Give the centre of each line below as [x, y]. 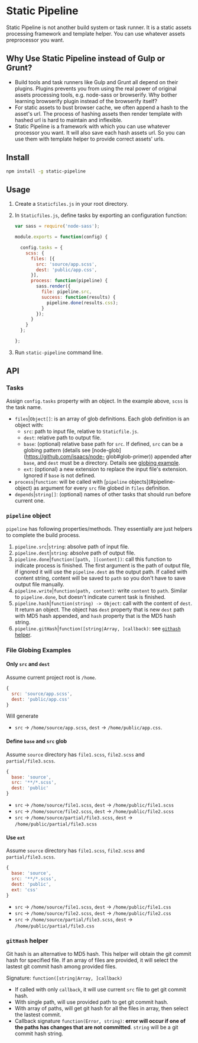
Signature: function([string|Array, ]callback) [64, 978]
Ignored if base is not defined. [59, 475]
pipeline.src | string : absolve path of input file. [72, 546]
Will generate [22, 716]
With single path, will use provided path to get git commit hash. [91, 1002]
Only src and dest [28, 664]
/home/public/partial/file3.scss [56, 824]
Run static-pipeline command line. [59, 352]
